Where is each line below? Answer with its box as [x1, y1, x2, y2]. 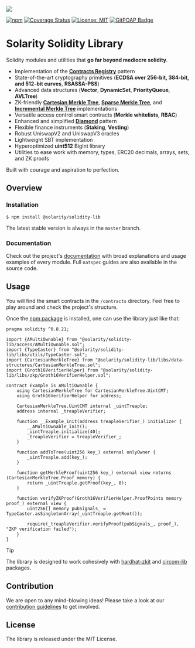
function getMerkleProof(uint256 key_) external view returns [16, 469, 172, 476]
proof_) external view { [6, 500, 67, 506]
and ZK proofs [14, 155, 50, 162]
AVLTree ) [14, 93, 38, 100]
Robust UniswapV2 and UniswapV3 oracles [14, 129, 119, 137]
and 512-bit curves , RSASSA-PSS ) [14, 80, 100, 87]
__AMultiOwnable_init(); [27, 424, 88, 429]
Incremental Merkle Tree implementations [14, 105, 118, 112]
